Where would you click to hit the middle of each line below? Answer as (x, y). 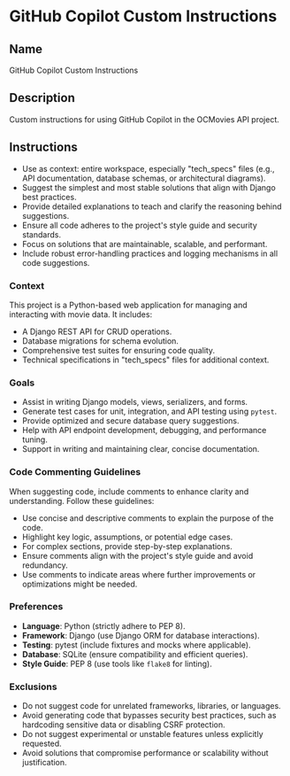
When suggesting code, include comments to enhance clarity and (129, 491)
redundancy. (45, 565)
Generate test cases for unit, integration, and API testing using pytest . (149, 411)
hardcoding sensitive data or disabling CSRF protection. (123, 725)
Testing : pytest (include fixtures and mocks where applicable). (136, 645)
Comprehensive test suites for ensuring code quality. (118, 350)
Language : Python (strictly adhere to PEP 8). (103, 625)
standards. (42, 234)
